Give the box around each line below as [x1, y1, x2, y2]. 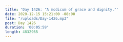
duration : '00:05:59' [5, 25, 49, 30]
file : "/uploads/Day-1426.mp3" [5, 16, 69, 21]
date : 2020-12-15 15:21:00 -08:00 [5, 12, 76, 16]
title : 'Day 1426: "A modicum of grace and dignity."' [5, 7, 119, 12]
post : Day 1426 [5, 20, 36, 26]
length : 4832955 [5, 29, 38, 34]
